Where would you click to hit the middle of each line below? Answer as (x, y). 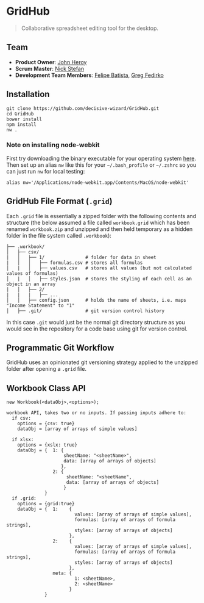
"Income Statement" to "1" (40, 305)
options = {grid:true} (46, 504)
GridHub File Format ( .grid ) (59, 201)
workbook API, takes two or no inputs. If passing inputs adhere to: (97, 413)
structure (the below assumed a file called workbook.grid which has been (98, 222)
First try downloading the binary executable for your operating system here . (101, 158)
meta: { (62, 573)
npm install (21, 124)
